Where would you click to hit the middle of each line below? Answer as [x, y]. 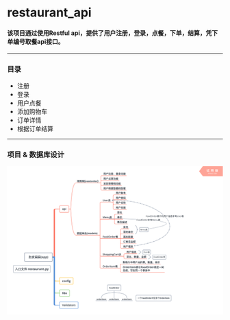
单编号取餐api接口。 [36, 41]
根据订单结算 [35, 128]
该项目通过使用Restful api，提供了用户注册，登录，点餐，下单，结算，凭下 [113, 33]
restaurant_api [49, 13]
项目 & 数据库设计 [36, 155]
